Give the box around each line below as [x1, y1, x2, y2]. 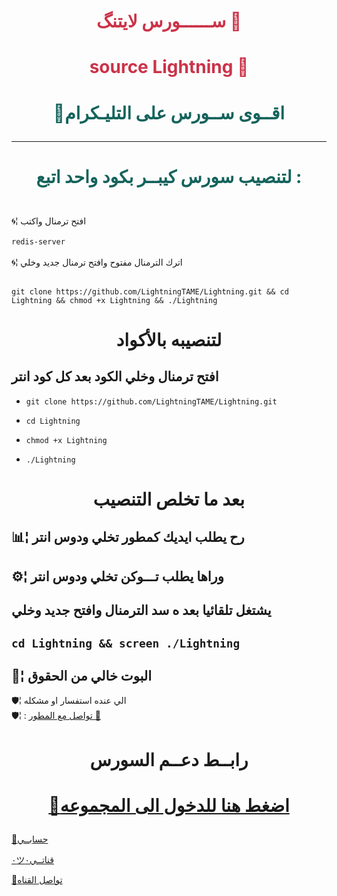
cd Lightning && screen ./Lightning [11, 636, 241, 650]
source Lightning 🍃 [89, 56, 249, 79]
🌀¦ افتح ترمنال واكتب [11, 215, 87, 227]
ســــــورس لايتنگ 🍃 [95, 10, 243, 33]
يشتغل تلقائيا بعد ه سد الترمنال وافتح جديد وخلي [11, 602, 272, 619]
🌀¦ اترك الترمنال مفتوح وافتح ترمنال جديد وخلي [11, 256, 183, 268]
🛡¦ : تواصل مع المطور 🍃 [11, 710, 101, 722]
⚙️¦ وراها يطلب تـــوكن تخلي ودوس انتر [11, 568, 224, 585]
